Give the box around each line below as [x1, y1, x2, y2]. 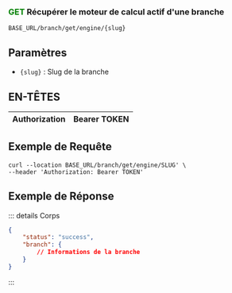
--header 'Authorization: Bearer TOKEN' [8, 168, 145, 176]
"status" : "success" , [22, 233, 94, 241]
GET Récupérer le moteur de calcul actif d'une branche [8, 6, 225, 17]
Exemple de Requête [8, 140, 113, 153]
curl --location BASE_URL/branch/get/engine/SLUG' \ [8, 161, 187, 169]
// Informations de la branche [37, 249, 141, 256]
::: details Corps [8, 210, 60, 220]
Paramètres [8, 46, 68, 60]
